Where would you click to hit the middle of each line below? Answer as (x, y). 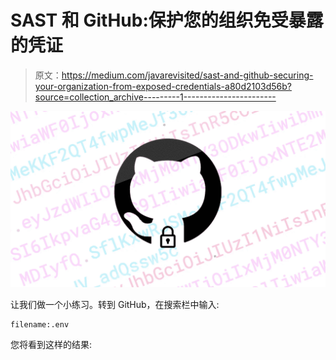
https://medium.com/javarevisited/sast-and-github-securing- (187, 75)
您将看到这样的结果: (51, 345)
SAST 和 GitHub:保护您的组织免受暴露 (167, 20)
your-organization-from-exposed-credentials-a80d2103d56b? (163, 86)
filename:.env (40, 325)
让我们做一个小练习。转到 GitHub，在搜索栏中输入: (115, 305)
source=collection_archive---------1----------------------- (155, 97)
